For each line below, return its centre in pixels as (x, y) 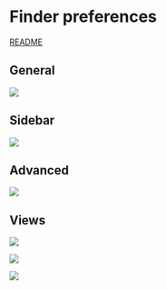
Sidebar (32, 120)
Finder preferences (83, 17)
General (33, 70)
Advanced (39, 170)
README (26, 42)
